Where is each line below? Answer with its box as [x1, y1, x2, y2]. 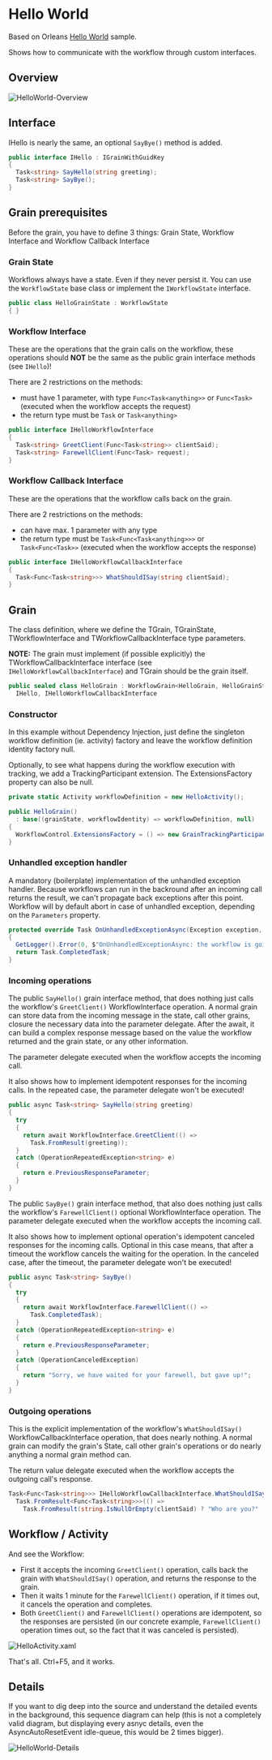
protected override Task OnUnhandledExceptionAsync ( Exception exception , [8, 926, 263, 934]
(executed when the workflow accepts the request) [19, 402, 192, 411]
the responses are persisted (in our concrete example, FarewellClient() [19, 1616, 261, 1626]
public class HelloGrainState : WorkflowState [8, 299, 168, 308]
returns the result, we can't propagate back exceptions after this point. [8, 893, 244, 902]
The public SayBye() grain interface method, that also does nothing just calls [8, 1198, 263, 1208]
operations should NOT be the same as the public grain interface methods [8, 353, 256, 363]
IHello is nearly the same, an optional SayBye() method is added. [8, 137, 223, 147]
